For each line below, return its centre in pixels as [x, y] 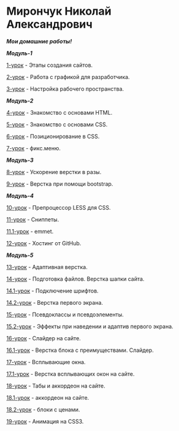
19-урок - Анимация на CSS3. [45, 421]
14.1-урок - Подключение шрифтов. [53, 291]
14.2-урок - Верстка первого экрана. [55, 302]
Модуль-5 [20, 255]
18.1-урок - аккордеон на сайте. [48, 397]
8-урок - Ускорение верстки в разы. [54, 172]
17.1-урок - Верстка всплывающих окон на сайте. [70, 374]
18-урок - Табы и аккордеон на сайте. [56, 386]
